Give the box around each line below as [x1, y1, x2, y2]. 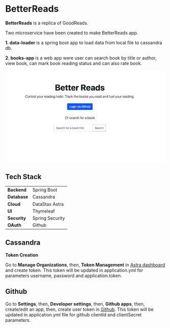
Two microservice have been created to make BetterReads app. [5, 29, 139, 36]
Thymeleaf [32, 208, 55, 214]
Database [7, 194, 28, 200]
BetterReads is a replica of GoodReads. [5, 20, 89, 26]
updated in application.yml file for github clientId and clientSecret [5, 311, 142, 318]
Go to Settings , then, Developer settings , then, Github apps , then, [5, 301, 145, 307]
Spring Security [32, 215, 65, 221]
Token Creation [5, 252, 39, 258]
